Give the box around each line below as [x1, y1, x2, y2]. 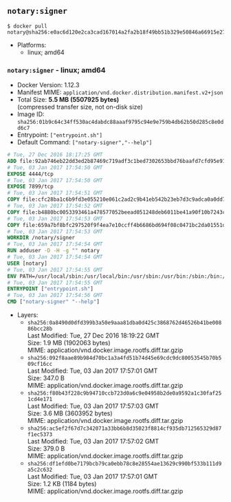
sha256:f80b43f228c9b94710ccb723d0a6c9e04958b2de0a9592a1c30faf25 [27, 390, 222, 397]
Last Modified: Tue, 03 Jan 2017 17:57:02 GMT [27, 437, 159, 446]
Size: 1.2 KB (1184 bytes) [27, 480, 97, 488]
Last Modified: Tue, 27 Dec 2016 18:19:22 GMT [27, 331, 160, 340]
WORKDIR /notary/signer [7, 234, 76, 241]
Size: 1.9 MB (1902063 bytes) [27, 339, 111, 347]
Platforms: [16, 41, 47, 49]
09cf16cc [27, 361, 53, 368]
